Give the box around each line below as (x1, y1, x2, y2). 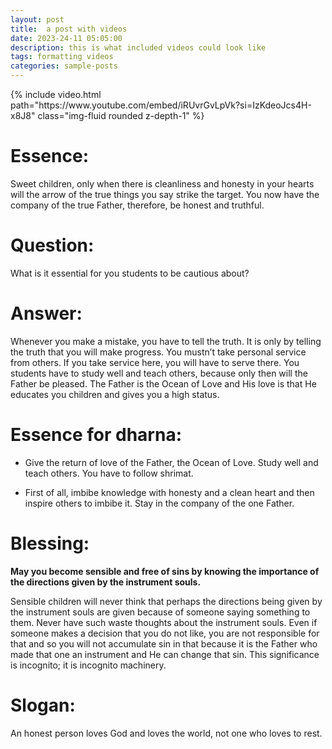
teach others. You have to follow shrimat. (24, 467, 194, 479)
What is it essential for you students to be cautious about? (10, 267, 250, 279)
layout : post (10, 14, 65, 25)
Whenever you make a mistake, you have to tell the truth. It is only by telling (10, 335, 322, 347)
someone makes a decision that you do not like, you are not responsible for (10, 627, 320, 639)
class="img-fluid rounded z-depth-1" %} (37, 110, 205, 121)
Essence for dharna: (10, 424, 182, 446)
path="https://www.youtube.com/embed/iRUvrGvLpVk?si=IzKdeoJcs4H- (10, 99, 312, 111)
